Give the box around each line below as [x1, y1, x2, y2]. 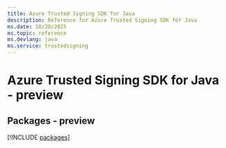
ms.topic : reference [7, 29, 67, 37]
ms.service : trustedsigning [7, 42, 89, 49]
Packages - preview [7, 115, 95, 126]
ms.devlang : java [7, 36, 58, 43]
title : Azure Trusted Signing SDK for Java [7, 10, 136, 17]
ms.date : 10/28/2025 [7, 23, 67, 30]
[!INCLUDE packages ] [7, 133, 70, 141]
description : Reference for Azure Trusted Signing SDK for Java [7, 17, 197, 24]
